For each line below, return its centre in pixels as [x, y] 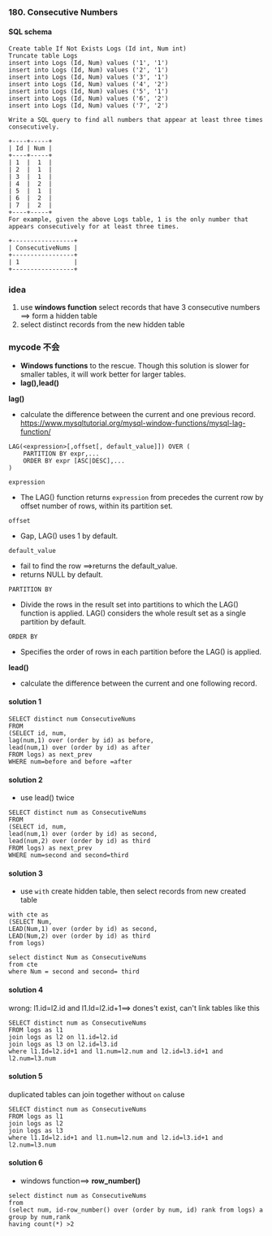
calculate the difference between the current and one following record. [138, 683]
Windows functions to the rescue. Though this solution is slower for [135, 365]
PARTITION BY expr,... [61, 454]
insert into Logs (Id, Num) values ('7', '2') [89, 106]
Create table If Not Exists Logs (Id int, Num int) [97, 49]
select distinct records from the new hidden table [102, 324]
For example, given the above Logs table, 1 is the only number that [129, 220]
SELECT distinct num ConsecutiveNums [72, 719]
